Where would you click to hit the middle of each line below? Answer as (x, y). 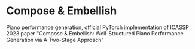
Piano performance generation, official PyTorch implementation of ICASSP (98, 27)
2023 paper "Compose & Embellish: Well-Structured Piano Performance (95, 33)
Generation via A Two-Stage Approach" (55, 40)
